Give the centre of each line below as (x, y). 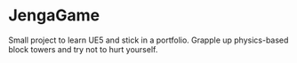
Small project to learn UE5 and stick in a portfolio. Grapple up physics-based (148, 40)
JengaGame (54, 16)
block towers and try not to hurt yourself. (83, 49)
